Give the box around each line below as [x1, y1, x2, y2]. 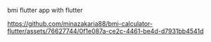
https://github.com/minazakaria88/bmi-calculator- [7, 20, 153, 27]
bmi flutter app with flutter [7, 6, 83, 14]
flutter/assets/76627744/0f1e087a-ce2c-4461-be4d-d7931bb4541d [7, 27, 204, 35]
